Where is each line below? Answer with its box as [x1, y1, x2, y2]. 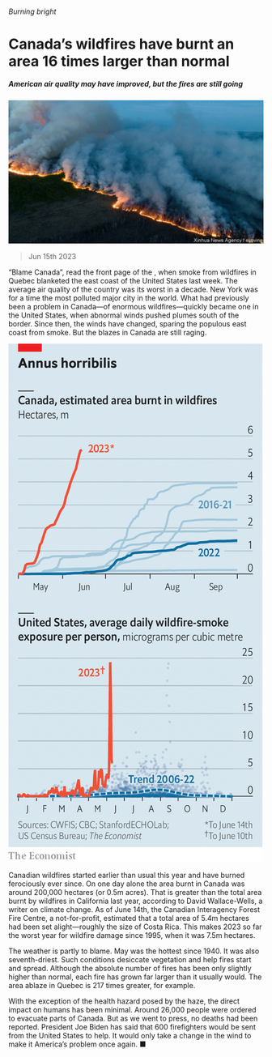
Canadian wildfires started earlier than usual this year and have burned [8, 871, 245, 880]
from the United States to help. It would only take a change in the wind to [8, 1031, 252, 1041]
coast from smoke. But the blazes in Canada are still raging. [8, 328, 207, 338]
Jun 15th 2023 [28, 252, 77, 262]
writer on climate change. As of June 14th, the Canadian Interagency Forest [8, 905, 261, 914]
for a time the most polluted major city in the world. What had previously [8, 293, 249, 303]
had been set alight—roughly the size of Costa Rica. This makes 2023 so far [8, 922, 262, 931]
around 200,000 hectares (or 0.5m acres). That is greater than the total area [8, 888, 262, 897]
